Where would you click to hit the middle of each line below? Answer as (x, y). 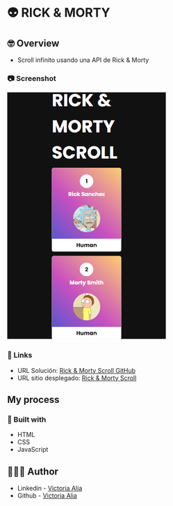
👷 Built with (27, 420)
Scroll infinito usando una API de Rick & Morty (83, 60)
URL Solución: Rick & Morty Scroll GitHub (76, 370)
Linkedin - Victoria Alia (50, 489)
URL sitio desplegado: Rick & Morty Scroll (77, 378)
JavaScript (33, 450)
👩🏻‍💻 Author (33, 472)
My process (33, 400)
